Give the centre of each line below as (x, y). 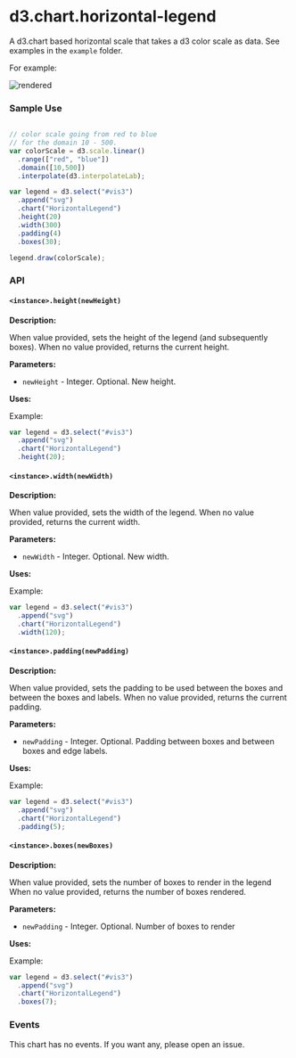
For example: (33, 68)
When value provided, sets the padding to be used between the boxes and (146, 688)
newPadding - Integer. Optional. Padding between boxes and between (148, 742)
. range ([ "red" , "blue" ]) (63, 159)
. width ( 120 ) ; (41, 632)
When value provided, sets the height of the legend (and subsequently (139, 337)
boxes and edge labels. (65, 751)
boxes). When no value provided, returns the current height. (119, 347)
